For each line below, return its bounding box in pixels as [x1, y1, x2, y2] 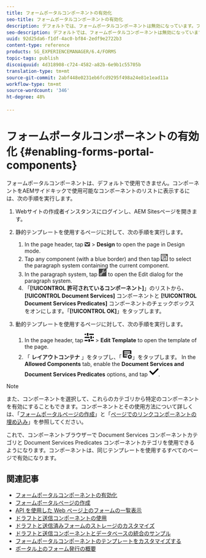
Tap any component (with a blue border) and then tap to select [24, 255, 191, 262]
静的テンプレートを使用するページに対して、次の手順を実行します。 [15, 228, 186, 235]
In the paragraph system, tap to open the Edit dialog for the [24, 270, 183, 278]
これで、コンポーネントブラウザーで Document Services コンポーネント [6, 431, 188, 438]
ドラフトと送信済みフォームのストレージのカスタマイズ [15, 522, 155, 529]
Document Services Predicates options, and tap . [24, 370, 161, 378]
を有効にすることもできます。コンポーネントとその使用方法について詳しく [6, 402, 194, 410]
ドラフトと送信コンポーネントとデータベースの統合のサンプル [15, 529, 171, 537]
